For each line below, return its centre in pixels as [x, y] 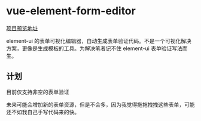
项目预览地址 [22, 28]
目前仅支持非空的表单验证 [38, 92]
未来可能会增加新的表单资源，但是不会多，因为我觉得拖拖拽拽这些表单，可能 [100, 104]
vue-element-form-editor [71, 11]
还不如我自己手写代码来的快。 [43, 112]
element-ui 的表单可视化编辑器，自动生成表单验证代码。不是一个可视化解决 [99, 41]
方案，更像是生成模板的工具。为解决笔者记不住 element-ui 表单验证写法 [94, 48]
